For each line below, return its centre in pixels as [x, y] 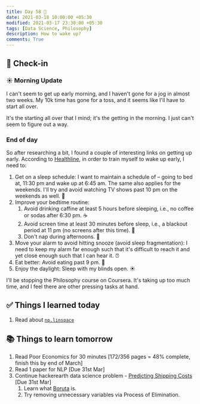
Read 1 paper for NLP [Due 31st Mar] [60, 369]
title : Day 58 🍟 [26, 12]
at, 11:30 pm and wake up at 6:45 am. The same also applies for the [98, 183]
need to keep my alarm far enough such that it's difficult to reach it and [102, 249]
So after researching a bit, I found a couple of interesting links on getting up [99, 152]
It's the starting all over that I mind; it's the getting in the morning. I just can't [100, 118]
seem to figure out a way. [37, 124]
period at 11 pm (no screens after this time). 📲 [79, 230]
